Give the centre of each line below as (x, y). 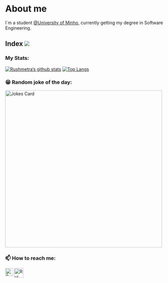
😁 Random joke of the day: (39, 82)
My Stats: (17, 58)
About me (26, 9)
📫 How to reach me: (31, 258)
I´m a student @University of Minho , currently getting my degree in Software (84, 23)
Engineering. (18, 28)
